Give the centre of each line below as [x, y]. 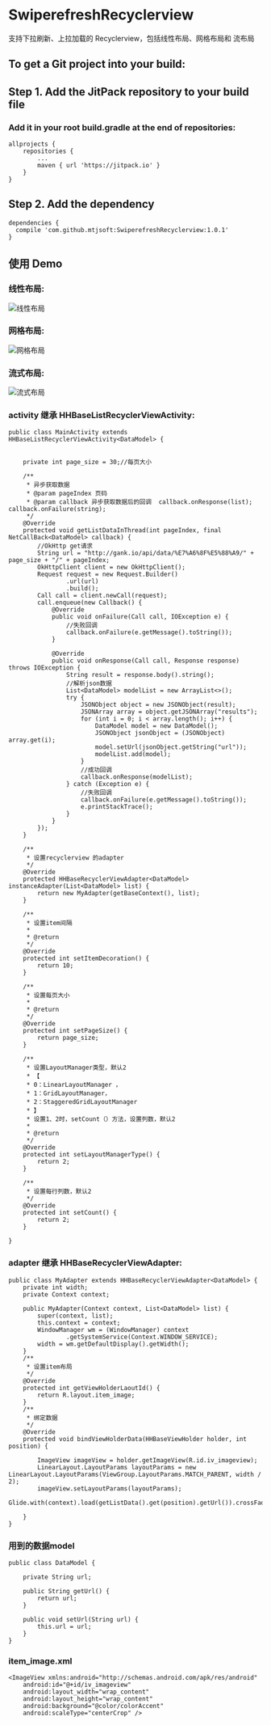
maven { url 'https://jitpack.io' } [99, 166]
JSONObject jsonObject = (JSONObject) [160, 734]
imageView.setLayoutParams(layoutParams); [110, 1488]
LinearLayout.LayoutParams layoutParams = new [117, 1467]
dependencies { [34, 223]
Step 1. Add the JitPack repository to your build [129, 92]
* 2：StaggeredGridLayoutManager [82, 1102]
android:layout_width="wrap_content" [86, 1692]
